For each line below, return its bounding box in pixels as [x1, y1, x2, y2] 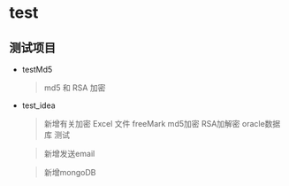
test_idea [21, 100, 56, 111]
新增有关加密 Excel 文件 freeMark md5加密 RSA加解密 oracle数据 [43, 119, 281, 128]
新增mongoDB [43, 167, 96, 177]
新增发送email [43, 149, 95, 159]
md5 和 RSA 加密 [43, 82, 106, 93]
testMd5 [21, 65, 53, 74]
